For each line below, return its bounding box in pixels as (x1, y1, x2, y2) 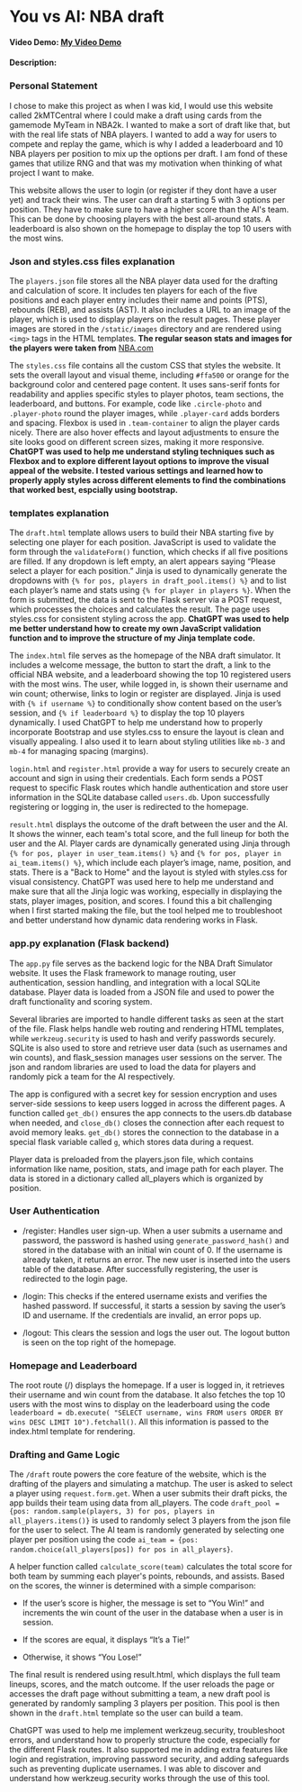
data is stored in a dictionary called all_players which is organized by (9, 1173, 263, 1184)
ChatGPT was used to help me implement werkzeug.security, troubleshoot (9, 1725, 286, 1736)
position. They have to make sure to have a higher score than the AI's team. (9, 204, 289, 214)
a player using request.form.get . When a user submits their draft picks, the (9, 1488, 288, 1499)
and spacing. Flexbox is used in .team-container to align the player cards (9, 417, 280, 428)
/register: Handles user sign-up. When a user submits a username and (22, 1225, 283, 1236)
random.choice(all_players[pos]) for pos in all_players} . (9, 1543, 234, 1555)
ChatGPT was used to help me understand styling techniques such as (9, 446, 276, 457)
